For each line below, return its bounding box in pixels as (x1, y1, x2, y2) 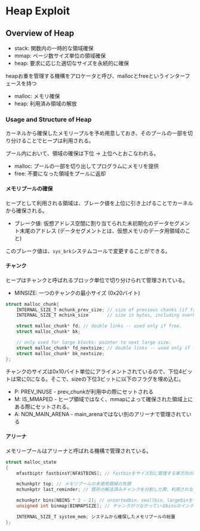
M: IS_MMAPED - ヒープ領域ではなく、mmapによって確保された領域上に (14, 395, 193, 402)
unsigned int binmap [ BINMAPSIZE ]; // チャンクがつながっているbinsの (16, 503, 181, 509)
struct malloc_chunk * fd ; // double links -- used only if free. (16, 323, 183, 329)
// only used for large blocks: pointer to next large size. (16, 339, 171, 345)
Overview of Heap (5, 28, 75, 38)
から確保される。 (5, 207, 48, 214)
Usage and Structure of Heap (5, 115, 92, 123)
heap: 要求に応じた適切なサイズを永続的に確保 (14, 60, 130, 66)
